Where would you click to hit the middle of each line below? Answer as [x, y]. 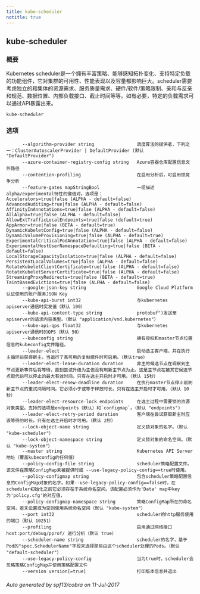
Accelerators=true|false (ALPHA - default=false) [69, 199]
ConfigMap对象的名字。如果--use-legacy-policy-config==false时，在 [95, 483]
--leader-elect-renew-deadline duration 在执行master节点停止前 [105, 383]
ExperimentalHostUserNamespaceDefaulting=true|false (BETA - [84, 246]
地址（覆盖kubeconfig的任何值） [42, 458]
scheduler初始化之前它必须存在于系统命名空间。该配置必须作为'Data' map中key [93, 489]
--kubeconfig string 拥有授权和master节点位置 [107, 338]
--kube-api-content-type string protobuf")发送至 [99, 313]
